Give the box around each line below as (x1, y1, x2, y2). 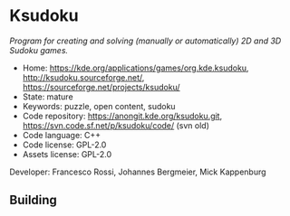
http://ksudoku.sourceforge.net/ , (22, 71, 145, 82)
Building (9, 193, 57, 208)
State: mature (22, 91, 74, 102)
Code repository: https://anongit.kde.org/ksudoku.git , (22, 110, 223, 121)
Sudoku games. (9, 44, 69, 55)
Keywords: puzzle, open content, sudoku (22, 100, 176, 111)
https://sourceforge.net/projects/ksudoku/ (22, 81, 180, 92)
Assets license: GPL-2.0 (22, 148, 112, 159)
